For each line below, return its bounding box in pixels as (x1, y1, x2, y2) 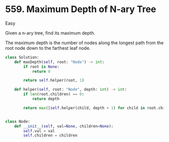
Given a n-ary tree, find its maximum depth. (5, 30, 96, 36)
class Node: (5, 119, 30, 124)
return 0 (32, 69, 51, 74)
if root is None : (23, 64, 59, 69)
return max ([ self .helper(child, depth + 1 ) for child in (23, 105, 145, 110)
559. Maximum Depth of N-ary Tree (5, 4, 156, 15)
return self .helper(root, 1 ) (23, 78, 84, 83)
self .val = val (23, 128, 55, 133)
